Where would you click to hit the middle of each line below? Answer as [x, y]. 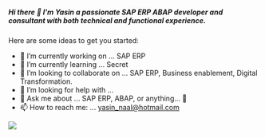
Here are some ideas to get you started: [74, 40]
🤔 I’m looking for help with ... [67, 89]
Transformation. [46, 81]
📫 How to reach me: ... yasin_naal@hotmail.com [99, 107]
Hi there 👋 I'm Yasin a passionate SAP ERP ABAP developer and [116, 12]
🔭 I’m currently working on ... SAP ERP [83, 56]
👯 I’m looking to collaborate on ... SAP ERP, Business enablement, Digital [138, 73]
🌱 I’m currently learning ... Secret [74, 64]
